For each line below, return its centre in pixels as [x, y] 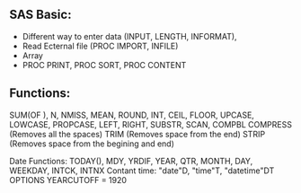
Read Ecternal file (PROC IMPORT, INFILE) [100, 46]
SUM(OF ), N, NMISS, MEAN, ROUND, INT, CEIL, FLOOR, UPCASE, [132, 115]
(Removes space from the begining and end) [92, 144]
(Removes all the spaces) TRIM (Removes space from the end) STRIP [137, 134]
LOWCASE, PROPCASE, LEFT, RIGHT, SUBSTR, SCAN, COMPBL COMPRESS [150, 124]
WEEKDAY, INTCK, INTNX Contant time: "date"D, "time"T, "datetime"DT [142, 171]
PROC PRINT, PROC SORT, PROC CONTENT [104, 65]
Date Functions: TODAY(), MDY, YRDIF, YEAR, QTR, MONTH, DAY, [131, 161]
